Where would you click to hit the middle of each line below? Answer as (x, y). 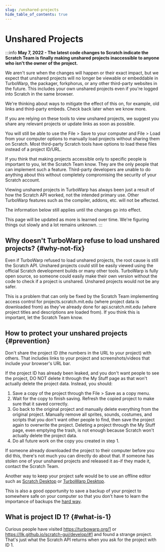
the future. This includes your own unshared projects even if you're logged (82, 89)
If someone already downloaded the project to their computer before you (80, 451)
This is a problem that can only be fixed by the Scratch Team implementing (82, 296)
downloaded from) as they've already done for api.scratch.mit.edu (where (81, 307)
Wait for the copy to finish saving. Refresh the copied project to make (83, 399)
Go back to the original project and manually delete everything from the (85, 409)
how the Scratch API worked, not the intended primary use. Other (72, 195)
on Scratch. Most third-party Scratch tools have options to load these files (81, 144)
